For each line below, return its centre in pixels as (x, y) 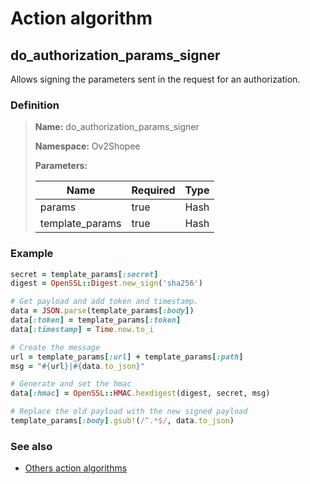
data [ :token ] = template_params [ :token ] (96, 320)
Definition (35, 105)
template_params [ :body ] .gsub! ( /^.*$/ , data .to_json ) (122, 421)
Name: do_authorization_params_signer (117, 127)
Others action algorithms (76, 468)
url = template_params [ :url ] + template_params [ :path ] (127, 357)
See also (31, 446)
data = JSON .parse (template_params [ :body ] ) (102, 311)
